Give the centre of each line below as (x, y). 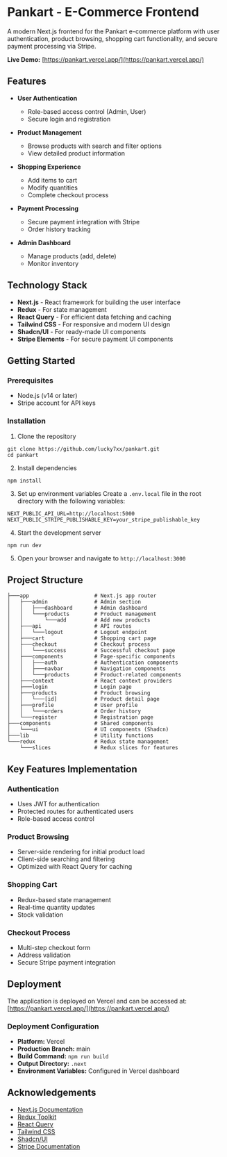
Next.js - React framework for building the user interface (99, 302)
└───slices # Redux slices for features (99, 748)
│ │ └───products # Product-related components (94, 675)
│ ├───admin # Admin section (74, 602)
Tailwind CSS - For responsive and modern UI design (94, 324)
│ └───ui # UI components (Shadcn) (88, 730)
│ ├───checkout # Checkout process (79, 644)
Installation (27, 421)
